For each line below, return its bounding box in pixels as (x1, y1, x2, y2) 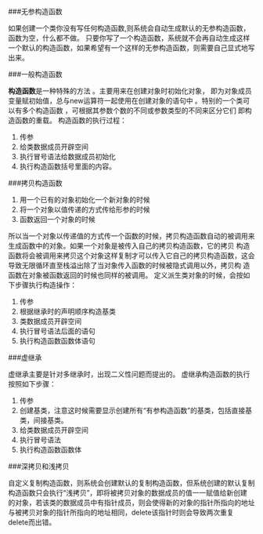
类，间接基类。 (19, 416, 68, 425)
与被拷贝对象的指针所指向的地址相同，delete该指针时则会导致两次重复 (8, 508, 234, 517)
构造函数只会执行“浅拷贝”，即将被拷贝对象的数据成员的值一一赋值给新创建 (8, 489, 248, 497)
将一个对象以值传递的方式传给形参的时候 (19, 205, 150, 214)
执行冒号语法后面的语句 (19, 326, 95, 336)
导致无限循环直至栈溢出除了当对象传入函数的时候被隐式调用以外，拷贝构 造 (8, 261, 250, 270)
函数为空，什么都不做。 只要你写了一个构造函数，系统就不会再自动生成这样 (8, 34, 250, 42)
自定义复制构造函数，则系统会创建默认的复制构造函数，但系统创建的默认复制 (8, 478, 255, 488)
